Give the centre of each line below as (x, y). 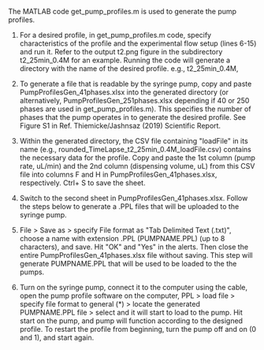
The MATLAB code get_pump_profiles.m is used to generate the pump (123, 11)
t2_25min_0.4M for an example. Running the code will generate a (125, 60)
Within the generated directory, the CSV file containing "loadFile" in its (134, 141)
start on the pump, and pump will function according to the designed (131, 321)
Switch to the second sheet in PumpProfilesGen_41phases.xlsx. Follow (134, 198)
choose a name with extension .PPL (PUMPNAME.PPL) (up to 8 (122, 238)
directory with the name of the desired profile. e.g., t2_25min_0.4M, (129, 69)
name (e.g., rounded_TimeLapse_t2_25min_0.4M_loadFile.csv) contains (136, 149)
